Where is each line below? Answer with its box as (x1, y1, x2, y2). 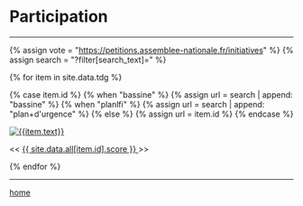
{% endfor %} (9, 161, 61, 172)
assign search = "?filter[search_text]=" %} (9, 54, 167, 65)
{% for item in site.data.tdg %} (9, 71, 123, 82)
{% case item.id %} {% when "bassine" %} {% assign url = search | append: (9, 89, 293, 100)
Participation (9, 6, 108, 27)
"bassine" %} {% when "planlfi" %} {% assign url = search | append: (9, 98, 265, 109)
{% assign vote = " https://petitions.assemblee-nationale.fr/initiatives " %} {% (9, 44, 294, 55)
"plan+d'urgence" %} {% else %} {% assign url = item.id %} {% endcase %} (9, 108, 294, 119)
